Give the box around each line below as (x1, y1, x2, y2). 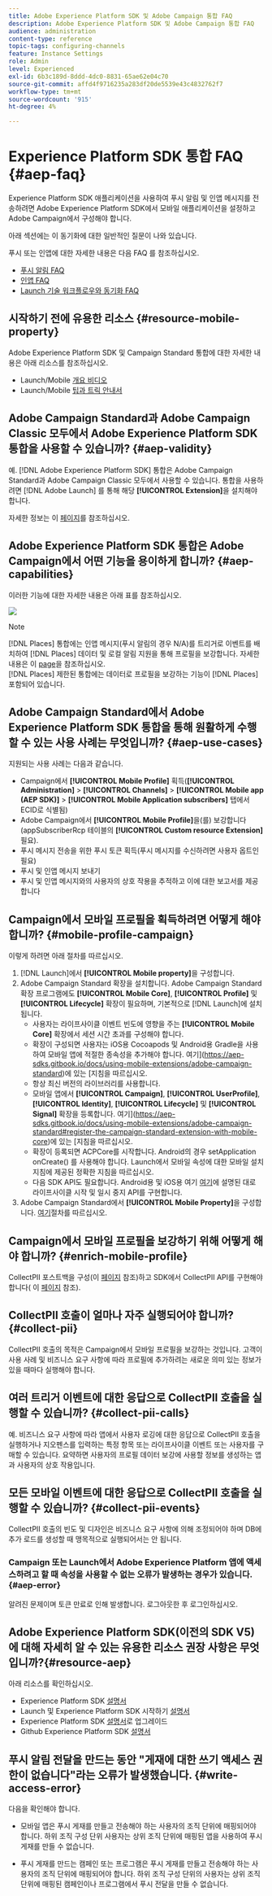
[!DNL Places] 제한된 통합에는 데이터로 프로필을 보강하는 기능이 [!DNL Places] (8, 669, 258, 679)
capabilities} (8, 567, 75, 582)
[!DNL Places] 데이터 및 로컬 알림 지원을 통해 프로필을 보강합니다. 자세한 (29, 649, 260, 658)
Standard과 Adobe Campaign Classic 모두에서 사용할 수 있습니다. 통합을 (8, 475, 242, 485)
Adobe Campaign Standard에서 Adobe (8, 705, 205, 719)
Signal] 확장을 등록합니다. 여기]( (32, 1109, 136, 1119)
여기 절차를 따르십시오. (37, 1208, 108, 1217)
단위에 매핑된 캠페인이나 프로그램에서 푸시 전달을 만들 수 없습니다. (19, 1879, 229, 1889)
